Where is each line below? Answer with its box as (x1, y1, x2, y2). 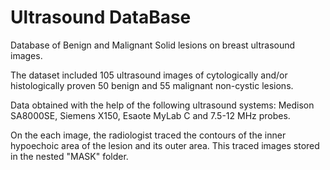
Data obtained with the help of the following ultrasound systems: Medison (10, 99, 315, 111)
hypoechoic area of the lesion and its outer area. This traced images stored (10, 139, 320, 151)
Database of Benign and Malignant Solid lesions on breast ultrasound (10, 39, 296, 51)
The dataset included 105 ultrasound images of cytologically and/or (10, 69, 288, 81)
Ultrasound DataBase (10, 6, 192, 29)
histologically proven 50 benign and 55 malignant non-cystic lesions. (10, 79, 294, 91)
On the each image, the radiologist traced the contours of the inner (10, 129, 287, 141)
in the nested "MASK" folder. (10, 150, 129, 162)
